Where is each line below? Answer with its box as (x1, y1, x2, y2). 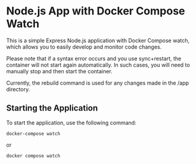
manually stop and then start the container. (6, 67, 113, 74)
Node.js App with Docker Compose (6, 4, 185, 18)
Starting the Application (6, 103, 98, 114)
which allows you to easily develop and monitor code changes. (6, 43, 162, 50)
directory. (6, 85, 30, 93)
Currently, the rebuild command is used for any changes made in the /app (6, 79, 189, 87)
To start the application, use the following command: (6, 119, 136, 126)
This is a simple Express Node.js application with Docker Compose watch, (6, 37, 190, 44)
